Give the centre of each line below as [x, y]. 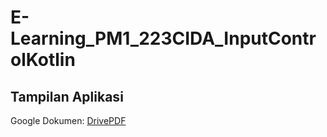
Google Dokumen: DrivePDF [68, 120]
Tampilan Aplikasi [67, 96]
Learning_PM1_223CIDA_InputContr [163, 38]
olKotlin [43, 60]
